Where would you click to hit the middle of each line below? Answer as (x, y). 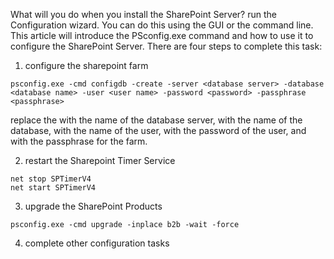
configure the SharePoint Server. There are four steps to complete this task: (166, 46)
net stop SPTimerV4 (51, 179)
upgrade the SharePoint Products (93, 206)
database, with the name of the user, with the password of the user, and (158, 130)
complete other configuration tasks (97, 243)
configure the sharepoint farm (86, 65)
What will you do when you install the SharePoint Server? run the (143, 14)
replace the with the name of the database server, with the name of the (156, 120)
